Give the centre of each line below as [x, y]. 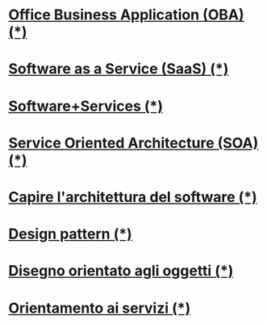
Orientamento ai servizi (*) [100, 308]
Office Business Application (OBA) [126, 15]
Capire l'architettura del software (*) [133, 197]
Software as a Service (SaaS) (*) [119, 69]
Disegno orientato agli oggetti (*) [121, 271]
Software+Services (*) [86, 106]
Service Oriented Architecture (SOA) [133, 143]
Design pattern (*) [71, 234]
